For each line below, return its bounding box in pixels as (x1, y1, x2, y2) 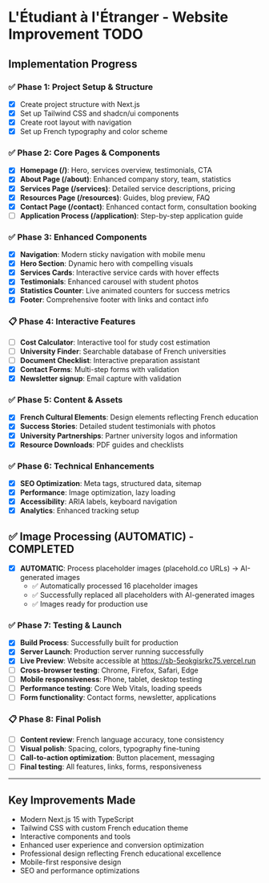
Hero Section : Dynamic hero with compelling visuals (19, 259, 194, 268)
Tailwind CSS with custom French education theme (19, 824, 189, 833)
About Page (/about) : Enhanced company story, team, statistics (19, 174, 231, 184)
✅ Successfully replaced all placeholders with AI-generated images (31, 591, 255, 600)
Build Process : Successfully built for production (19, 638, 179, 648)
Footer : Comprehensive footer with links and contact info (19, 295, 209, 305)
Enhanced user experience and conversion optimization (19, 840, 204, 850)
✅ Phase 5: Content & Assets (8, 394, 123, 405)
